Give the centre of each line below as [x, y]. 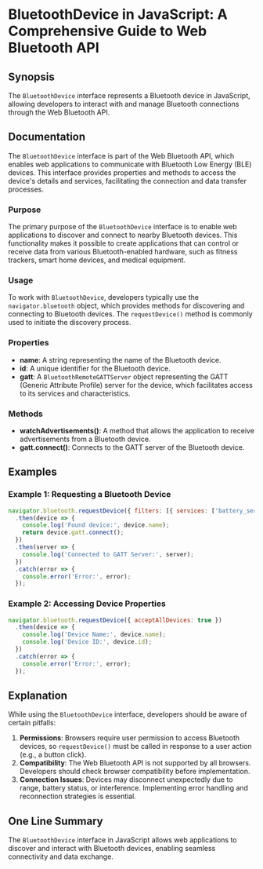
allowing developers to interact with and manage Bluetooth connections [124, 104]
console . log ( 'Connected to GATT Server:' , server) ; [108, 554]
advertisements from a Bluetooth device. [85, 439]
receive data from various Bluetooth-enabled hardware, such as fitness [123, 252]
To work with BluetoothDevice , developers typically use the [104, 298]
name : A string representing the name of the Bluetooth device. [120, 360]
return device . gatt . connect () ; [73, 533]
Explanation [38, 696]
